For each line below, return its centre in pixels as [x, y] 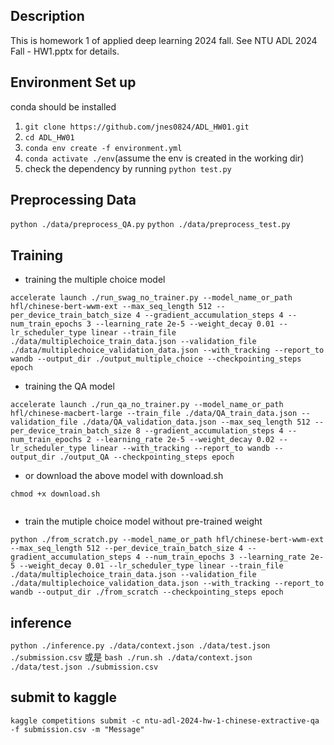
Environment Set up [73, 82]
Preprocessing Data [73, 200]
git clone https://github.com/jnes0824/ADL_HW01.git [137, 127]
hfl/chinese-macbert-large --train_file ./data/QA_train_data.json [154, 414]
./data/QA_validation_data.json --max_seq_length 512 [196, 422]
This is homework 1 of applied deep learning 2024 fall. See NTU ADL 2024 [164, 40]
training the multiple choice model [95, 280]
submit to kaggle [64, 697]
